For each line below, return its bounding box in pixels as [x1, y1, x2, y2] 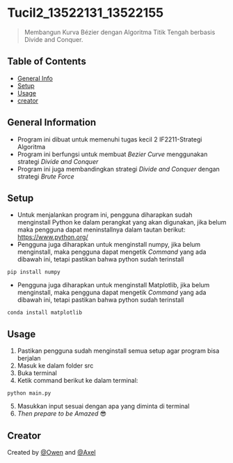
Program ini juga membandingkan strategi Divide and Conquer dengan [17, 165, 220, 173]
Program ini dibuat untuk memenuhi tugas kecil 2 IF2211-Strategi [17, 135, 202, 144]
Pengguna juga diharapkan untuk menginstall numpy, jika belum [17, 241, 201, 249]
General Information [7, 116, 97, 128]
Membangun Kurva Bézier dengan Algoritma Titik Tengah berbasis [24, 28, 216, 36]
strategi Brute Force [17, 172, 74, 181]
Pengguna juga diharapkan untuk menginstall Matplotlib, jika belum [17, 281, 210, 289]
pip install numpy [7, 268, 61, 276]
